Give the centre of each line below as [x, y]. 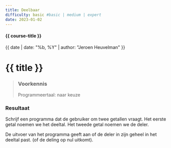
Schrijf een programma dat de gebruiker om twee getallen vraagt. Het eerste [86, 119]
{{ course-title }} [23, 36]
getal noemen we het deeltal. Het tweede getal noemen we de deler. [77, 125]
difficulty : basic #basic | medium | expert [53, 15]
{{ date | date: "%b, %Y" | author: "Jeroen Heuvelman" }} [65, 47]
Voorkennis [32, 84]
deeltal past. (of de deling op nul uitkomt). [49, 140]
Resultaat [17, 108]
